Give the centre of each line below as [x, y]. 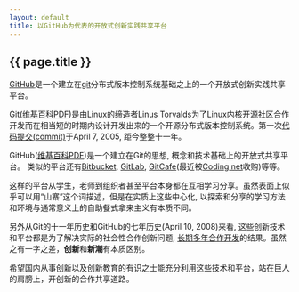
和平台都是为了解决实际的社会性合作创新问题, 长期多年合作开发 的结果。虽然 [148, 238]
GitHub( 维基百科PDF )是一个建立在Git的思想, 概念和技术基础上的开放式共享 [145, 156]
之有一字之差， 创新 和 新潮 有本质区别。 [79, 249]
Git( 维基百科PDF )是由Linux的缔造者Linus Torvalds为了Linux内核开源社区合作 [149, 114]
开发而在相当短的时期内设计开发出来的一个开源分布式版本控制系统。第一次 [145, 126]
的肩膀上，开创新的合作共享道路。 [72, 279]
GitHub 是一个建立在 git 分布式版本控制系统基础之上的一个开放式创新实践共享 [148, 85]
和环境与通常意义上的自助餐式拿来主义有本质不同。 [103, 208]
